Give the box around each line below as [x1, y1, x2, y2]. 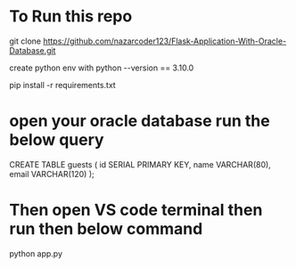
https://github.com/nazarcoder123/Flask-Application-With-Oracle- [43, 36, 287, 46]
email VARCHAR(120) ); [9, 168, 95, 179]
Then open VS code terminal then [9, 200, 263, 220]
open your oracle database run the [9, 111, 270, 131]
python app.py [9, 248, 63, 259]
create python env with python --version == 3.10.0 [9, 62, 194, 73]
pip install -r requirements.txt [9, 79, 116, 90]
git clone [9, 36, 42, 46]
